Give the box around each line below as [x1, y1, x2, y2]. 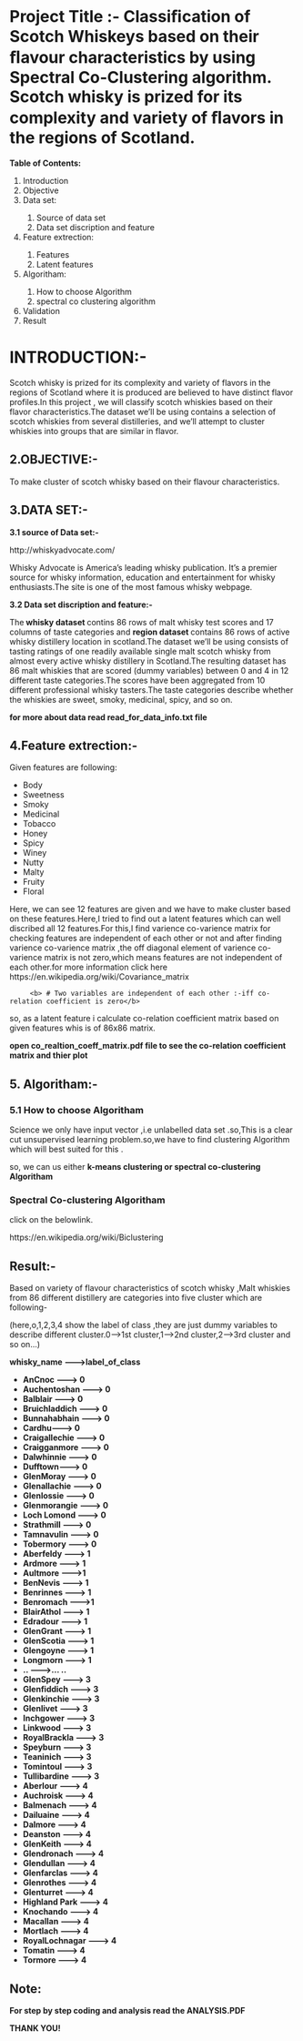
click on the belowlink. [9, 1214, 94, 1225]
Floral [22, 886, 45, 897]
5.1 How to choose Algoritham [9, 1103, 144, 1116]
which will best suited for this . [9, 1143, 124, 1154]
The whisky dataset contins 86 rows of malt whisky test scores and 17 [9, 616, 275, 627]
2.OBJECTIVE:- [9, 452, 98, 468]
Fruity [22, 877, 45, 888]
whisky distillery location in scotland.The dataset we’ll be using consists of [9, 635, 289, 646]
